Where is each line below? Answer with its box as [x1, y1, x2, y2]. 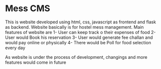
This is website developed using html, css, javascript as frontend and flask [5, 19, 156, 25]
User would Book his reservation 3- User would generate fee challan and [5, 34, 153, 40]
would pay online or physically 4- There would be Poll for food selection [5, 39, 151, 45]
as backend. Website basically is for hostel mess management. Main [5, 24, 144, 30]
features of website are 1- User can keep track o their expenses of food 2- [5, 29, 156, 35]
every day [5, 45, 26, 51]
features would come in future [5, 59, 66, 65]
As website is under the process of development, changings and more [5, 54, 148, 60]
